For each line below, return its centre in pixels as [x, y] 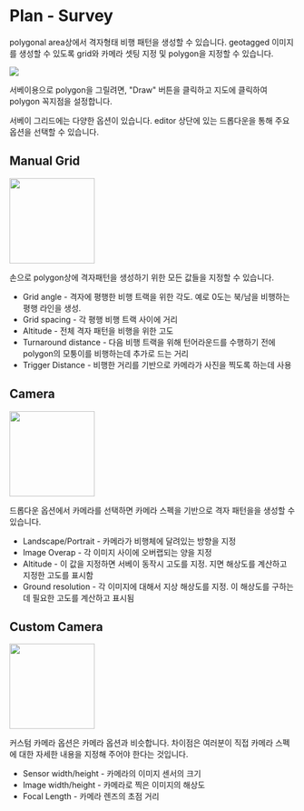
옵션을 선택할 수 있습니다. [54, 132]
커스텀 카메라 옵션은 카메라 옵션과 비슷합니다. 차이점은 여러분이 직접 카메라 [142, 743]
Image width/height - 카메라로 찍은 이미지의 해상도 [114, 785]
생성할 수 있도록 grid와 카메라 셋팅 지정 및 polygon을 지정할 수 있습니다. [146, 53]
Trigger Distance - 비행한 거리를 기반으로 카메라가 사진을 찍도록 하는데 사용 [157, 365]
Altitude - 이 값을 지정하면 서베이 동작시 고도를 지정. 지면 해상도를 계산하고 [155, 564]
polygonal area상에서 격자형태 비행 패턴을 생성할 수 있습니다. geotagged [140, 42]
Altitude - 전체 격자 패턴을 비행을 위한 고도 [98, 330]
